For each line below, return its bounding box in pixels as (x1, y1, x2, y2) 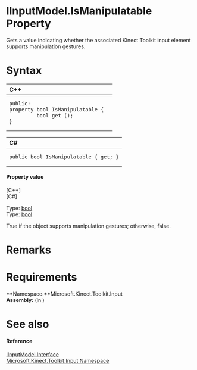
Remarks (6, 243, 52, 257)
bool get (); (36, 112, 73, 119)
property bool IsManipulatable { (9, 106, 104, 113)
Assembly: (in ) (6, 297, 45, 304)
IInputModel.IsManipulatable (6, 4, 152, 18)
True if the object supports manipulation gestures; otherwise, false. (6, 222, 171, 230)
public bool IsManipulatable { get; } (9, 153, 119, 160)
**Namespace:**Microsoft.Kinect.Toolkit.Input (6, 290, 123, 297)
